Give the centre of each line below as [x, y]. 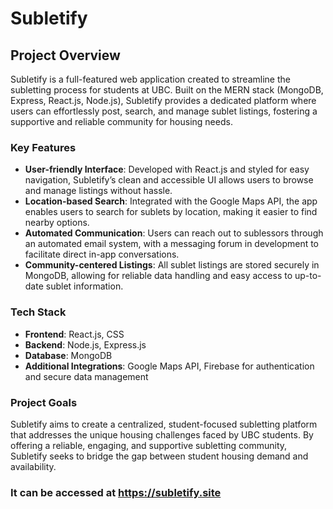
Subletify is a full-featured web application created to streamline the [150, 79]
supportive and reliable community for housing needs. [121, 121]
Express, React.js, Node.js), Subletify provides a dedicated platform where [163, 100]
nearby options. [57, 223]
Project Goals [44, 402]
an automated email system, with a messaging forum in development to [172, 244]
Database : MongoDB [68, 355]
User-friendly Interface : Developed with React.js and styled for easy [167, 169]
